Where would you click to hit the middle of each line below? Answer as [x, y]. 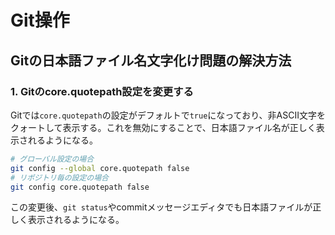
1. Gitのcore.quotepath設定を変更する [102, 91]
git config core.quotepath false [80, 187]
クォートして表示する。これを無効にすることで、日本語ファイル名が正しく [163, 127]
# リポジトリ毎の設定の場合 [60, 177]
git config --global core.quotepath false [100, 168]
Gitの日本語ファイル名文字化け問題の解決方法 [151, 60]
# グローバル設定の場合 [52, 159]
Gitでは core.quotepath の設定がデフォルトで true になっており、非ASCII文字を [168, 115]
